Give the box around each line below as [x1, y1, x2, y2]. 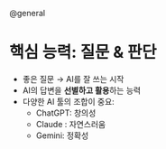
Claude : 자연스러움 [35, 118, 106, 129]
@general [9, 8, 46, 18]
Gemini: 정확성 [35, 130, 89, 141]
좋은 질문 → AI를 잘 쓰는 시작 [22, 73, 124, 84]
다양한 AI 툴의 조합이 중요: [22, 96, 115, 107]
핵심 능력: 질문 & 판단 [9, 42, 157, 62]
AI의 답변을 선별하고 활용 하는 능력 [22, 85, 142, 96]
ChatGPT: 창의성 [35, 107, 97, 118]
